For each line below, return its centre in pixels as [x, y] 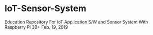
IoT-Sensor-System [46, 9]
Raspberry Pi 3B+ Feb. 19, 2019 [36, 27]
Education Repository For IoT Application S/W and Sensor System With [76, 22]
